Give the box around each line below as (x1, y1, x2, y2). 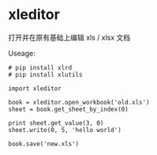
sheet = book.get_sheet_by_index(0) (8, 105, 129, 113)
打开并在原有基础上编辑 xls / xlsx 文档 (8, 32, 131, 42)
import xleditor (8, 85, 62, 93)
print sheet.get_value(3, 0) (8, 119, 104, 127)
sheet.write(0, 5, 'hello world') (8, 126, 122, 134)
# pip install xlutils (8, 70, 83, 78)
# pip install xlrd (8, 63, 73, 72)
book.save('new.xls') (8, 140, 80, 148)
